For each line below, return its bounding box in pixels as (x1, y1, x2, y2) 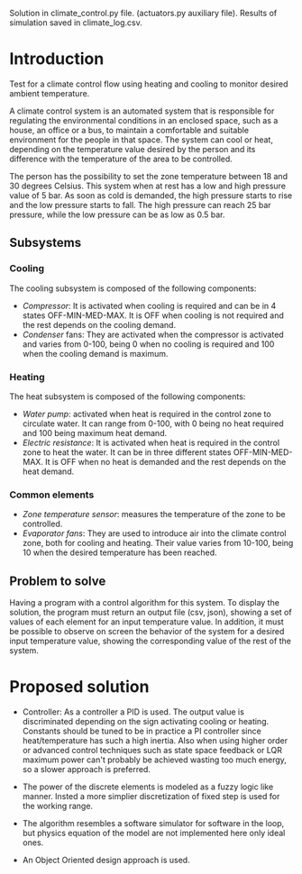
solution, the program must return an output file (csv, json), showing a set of (9, 607, 292, 618)
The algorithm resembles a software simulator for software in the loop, (22, 817, 285, 828)
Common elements (9, 488, 95, 501)
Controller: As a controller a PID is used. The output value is (22, 706, 245, 717)
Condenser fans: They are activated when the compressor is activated (22, 329, 284, 340)
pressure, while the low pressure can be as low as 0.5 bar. (9, 209, 225, 220)
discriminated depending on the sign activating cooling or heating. (22, 715, 270, 726)
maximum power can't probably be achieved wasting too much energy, (22, 754, 287, 765)
